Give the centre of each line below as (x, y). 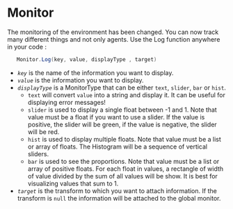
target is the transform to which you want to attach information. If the (117, 191)
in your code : (27, 47)
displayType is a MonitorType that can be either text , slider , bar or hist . (121, 87)
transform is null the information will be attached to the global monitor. (119, 198)
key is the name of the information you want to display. (95, 73)
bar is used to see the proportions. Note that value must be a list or (123, 161)
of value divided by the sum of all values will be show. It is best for (122, 176)
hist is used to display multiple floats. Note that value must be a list (124, 139)
